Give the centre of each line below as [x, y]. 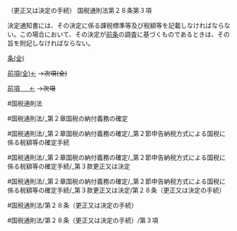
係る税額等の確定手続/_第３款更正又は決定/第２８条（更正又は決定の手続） [116, 190]
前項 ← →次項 [31, 88]
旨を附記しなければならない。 [51, 43]
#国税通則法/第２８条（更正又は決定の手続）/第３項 [83, 220]
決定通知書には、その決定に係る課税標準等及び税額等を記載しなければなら [116, 26]
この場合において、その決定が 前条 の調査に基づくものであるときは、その [125, 34]
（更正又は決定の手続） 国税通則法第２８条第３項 [80, 10]
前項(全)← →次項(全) [37, 73]
